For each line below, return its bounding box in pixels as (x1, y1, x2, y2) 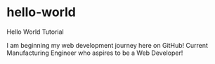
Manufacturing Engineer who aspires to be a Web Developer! (6, 49, 183, 57)
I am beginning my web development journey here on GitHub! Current (6, 41, 209, 49)
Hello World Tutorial (6, 27, 64, 36)
